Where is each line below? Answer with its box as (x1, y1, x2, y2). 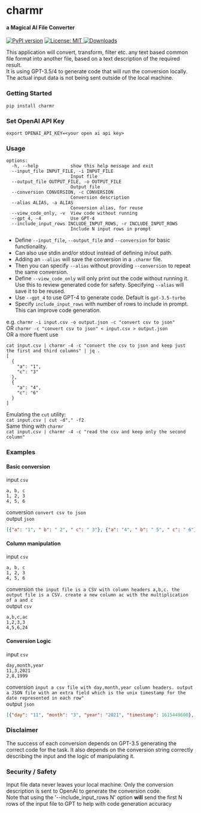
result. (6, 61, 22, 69)
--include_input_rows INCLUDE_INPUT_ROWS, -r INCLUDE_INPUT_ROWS (11, 221, 178, 227)
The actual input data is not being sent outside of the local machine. (6, 74, 173, 82)
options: (6, 158, 28, 164)
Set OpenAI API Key (6, 116, 65, 125)
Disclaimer (6, 726, 38, 734)
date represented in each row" (6, 695, 84, 701)
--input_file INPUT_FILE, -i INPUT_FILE (11, 169, 114, 175)
